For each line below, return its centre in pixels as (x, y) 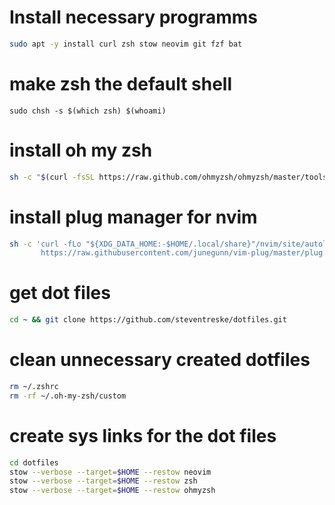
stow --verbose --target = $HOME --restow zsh (103, 481)
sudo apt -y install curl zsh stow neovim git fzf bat (126, 44)
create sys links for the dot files (143, 435)
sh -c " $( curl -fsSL (52, 177)
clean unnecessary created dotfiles (160, 360)
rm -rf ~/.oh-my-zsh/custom (68, 396)
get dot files (60, 293)
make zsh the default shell (121, 84)
